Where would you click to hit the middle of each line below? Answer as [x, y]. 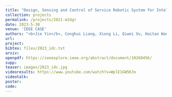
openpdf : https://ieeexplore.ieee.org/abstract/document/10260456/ [79, 58]
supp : [11, 63]
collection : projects [28, 15]
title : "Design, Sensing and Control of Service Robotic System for [80, 10]
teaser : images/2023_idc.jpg [36, 67]
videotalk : [17, 77]
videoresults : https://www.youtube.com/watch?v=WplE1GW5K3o [71, 72]
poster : [14, 82]
